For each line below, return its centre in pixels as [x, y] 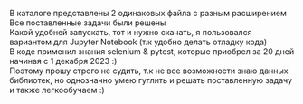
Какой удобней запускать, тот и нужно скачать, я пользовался [131, 32]
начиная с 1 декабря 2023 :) [63, 61]
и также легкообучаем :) [57, 90]
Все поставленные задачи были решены [88, 23]
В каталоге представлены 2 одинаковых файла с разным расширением [148, 13]
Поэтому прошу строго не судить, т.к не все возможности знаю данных [149, 71]
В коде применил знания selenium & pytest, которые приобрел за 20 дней [152, 52]
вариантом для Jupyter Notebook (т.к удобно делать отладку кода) [138, 42]
